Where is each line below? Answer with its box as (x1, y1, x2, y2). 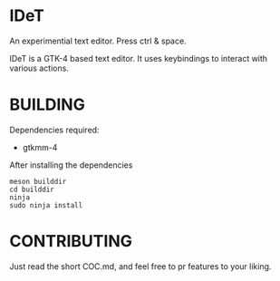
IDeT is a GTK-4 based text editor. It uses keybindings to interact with (9, 53, 268, 63)
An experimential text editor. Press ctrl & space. (9, 35, 188, 46)
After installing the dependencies (9, 160, 133, 170)
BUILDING (9, 94, 86, 115)
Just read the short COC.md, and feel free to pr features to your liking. (9, 260, 272, 272)
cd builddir (9, 185, 54, 194)
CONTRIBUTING (9, 231, 133, 252)
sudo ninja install (9, 200, 83, 209)
